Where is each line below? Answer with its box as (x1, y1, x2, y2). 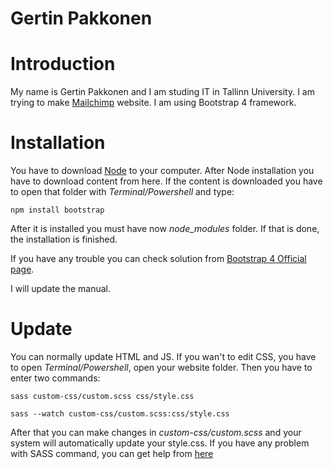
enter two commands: (10, 372, 101, 384)
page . (10, 263, 35, 276)
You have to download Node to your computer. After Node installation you (10, 165, 315, 177)
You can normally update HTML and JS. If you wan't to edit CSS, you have (10, 351, 317, 362)
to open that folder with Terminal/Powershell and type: (10, 186, 235, 198)
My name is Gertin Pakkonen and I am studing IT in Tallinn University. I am (10, 86, 315, 98)
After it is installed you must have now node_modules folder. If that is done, (10, 223, 320, 235)
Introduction (10, 53, 116, 76)
